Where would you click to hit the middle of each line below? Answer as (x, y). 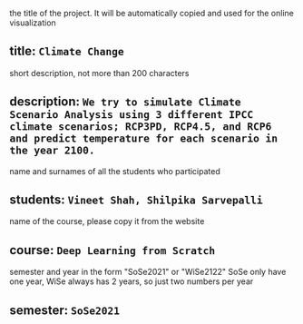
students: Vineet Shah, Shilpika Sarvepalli (136, 200)
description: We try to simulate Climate (126, 102)
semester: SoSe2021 (65, 310)
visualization (33, 23)
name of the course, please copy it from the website (107, 221)
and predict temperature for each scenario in (144, 138)
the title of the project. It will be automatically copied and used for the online (152, 13)
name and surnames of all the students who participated (115, 171)
